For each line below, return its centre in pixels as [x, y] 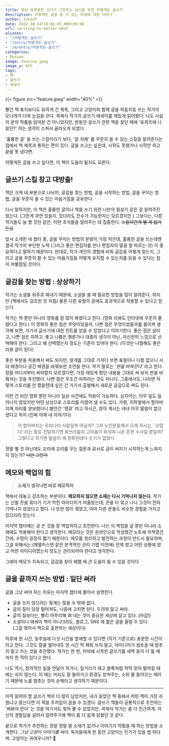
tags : [11, 71]
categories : [18, 52]
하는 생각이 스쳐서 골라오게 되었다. [52, 128]
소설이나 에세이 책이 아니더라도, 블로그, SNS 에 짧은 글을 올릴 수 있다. [80, 621]
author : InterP [21, 19]
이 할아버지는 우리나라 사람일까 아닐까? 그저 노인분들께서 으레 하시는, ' [87, 426]
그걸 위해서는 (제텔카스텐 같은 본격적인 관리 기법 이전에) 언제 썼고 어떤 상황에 [80, 545]
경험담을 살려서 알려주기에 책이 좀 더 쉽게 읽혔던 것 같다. [69, 715]
